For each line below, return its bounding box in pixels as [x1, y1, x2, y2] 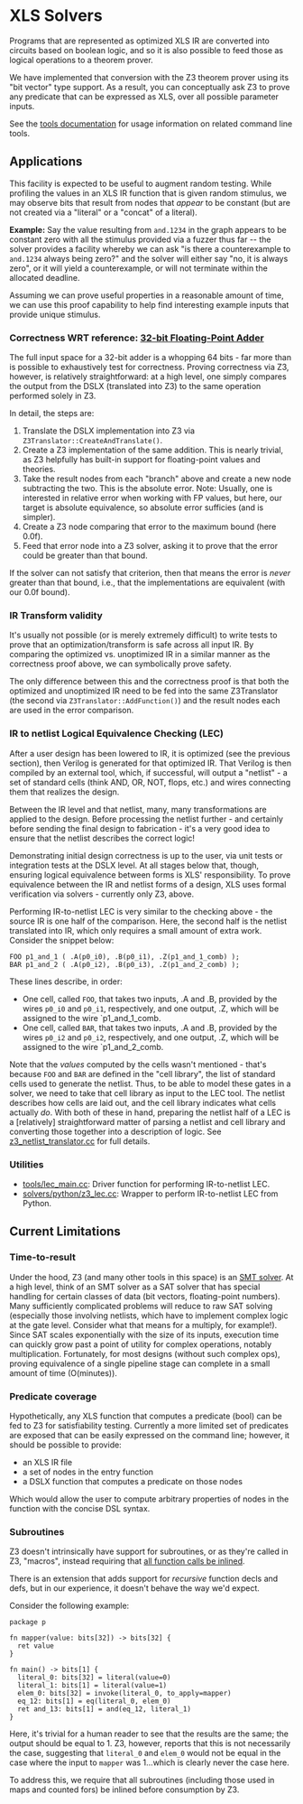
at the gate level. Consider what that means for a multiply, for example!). [9, 1319, 278, 1330]
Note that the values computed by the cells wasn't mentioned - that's [9, 1058, 267, 1070]
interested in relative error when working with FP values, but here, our [22, 493, 282, 504]
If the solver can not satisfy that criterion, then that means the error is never [9, 568, 291, 579]
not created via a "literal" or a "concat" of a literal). [9, 207, 198, 218]
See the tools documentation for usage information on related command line [9, 118, 293, 129]
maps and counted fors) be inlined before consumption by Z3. [9, 1784, 240, 1795]
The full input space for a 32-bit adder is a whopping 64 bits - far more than [9, 352, 291, 363]
